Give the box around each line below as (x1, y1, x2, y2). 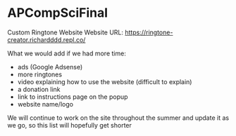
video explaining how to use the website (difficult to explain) (17, 77, 192, 86)
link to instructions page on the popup (17, 93, 128, 101)
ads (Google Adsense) (17, 62, 83, 71)
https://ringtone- (125, 28, 173, 36)
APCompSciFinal (7, 5, 108, 21)
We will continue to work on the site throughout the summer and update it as (7, 114, 230, 122)
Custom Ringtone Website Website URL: (7, 28, 124, 36)
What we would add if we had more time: (7, 49, 127, 57)
